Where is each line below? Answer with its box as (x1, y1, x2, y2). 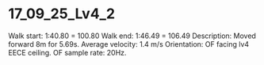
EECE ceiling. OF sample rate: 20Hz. (8, 48, 127, 57)
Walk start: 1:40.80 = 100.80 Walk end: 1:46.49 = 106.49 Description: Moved (8, 31, 256, 40)
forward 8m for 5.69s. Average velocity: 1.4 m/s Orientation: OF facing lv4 (8, 39, 250, 48)
